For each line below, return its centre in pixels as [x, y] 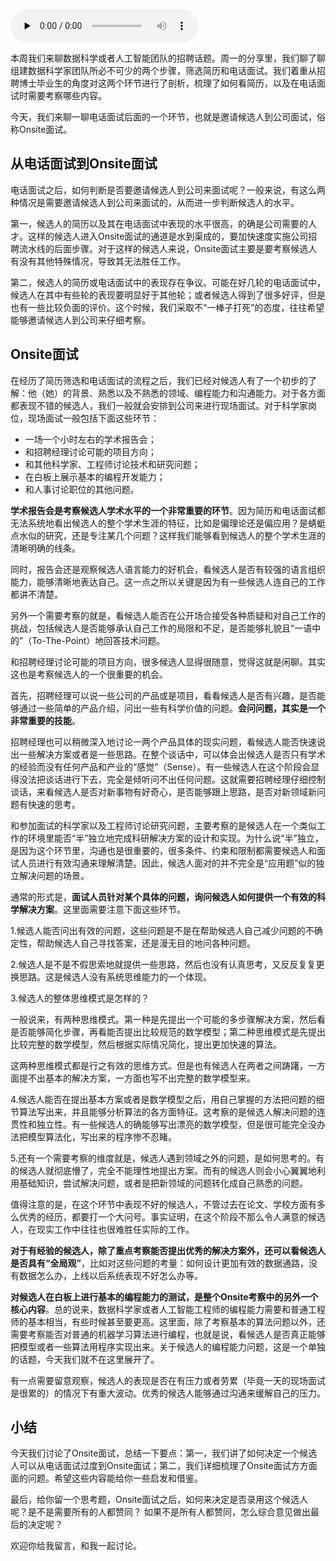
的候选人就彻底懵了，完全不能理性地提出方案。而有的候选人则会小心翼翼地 [163, 1170]
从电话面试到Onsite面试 [84, 164]
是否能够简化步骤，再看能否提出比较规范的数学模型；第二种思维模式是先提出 [168, 1031]
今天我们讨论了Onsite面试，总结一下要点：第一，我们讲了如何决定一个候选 [164, 1453]
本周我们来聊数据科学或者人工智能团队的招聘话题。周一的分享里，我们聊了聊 [168, 58]
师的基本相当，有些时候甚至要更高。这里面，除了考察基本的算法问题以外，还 [168, 1321]
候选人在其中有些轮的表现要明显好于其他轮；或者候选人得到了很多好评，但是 [168, 295]
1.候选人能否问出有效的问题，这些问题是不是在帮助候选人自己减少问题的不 [162, 930]
